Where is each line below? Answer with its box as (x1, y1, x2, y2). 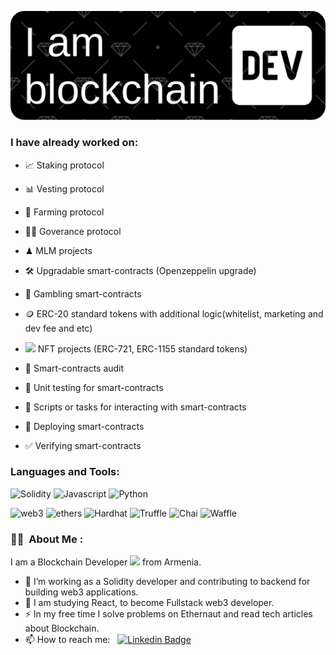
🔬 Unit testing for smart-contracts (24, 381, 164, 393)
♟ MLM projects (24, 244, 93, 256)
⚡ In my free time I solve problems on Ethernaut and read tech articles (24, 608, 313, 620)
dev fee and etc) (24, 322, 93, 334)
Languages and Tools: (10, 465, 120, 479)
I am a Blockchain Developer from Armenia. (10, 556, 202, 568)
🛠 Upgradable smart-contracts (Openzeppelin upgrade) (24, 264, 257, 276)
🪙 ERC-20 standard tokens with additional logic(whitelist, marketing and (24, 307, 324, 320)
